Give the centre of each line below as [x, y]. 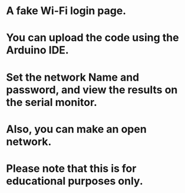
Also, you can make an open [77, 129]
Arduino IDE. [37, 50]
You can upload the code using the [92, 38]
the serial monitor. [52, 102]
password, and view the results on [92, 90]
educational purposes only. [75, 181]
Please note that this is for [71, 168]
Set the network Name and [73, 77]
